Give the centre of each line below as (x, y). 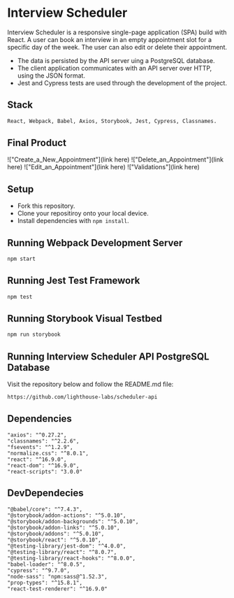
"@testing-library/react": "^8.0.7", (62, 552)
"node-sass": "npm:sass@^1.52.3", (58, 576)
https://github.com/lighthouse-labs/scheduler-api (82, 397)
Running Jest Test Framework (74, 281)
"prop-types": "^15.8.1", (45, 583)
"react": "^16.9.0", (37, 460)
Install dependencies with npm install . (73, 221)
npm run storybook (34, 335)
